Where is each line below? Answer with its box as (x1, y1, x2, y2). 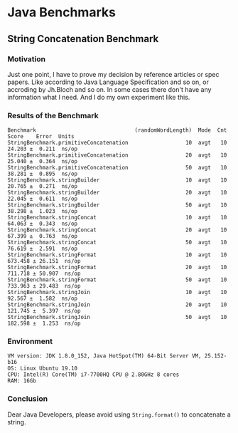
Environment (7, 336, 53, 346)
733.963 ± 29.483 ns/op (7, 283, 81, 290)
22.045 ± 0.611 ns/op (7, 195, 78, 203)
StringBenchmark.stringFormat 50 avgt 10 (7, 276, 227, 283)
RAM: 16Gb (7, 377, 37, 385)
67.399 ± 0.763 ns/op (7, 233, 78, 240)
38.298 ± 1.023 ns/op (7, 208, 78, 215)
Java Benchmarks (7, 4, 116, 21)
